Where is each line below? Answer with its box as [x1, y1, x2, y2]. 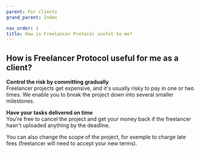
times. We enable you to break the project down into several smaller [6, 91, 174, 98]
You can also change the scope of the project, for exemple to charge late [6, 133, 186, 141]
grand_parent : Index [6, 14, 58, 20]
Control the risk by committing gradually [6, 79, 109, 86]
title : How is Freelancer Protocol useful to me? [6, 31, 133, 37]
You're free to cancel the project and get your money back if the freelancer [6, 115, 192, 123]
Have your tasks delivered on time [6, 109, 93, 116]
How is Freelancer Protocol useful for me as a [6, 53, 179, 63]
